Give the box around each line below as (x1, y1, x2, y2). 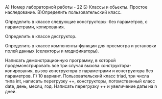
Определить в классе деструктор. (5, 34, 77, 39)
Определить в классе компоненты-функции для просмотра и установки (5, 43, 157, 48)
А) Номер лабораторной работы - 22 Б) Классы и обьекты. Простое (5, 4, 148, 10)
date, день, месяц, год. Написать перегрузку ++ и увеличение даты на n (5, 83, 158, 89)
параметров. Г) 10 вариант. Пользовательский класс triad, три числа (5, 73, 149, 79)
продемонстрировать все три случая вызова (5, 63, 100, 68)
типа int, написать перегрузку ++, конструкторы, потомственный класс (5, 78, 155, 84)
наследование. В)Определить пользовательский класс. (5, 9, 122, 15)
